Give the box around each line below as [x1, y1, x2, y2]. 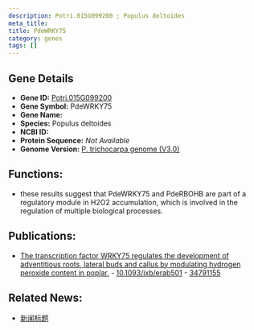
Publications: [8, 229, 76, 243]
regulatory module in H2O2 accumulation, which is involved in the [19, 197, 239, 207]
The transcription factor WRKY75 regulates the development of [19, 250, 229, 260]
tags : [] [8, 42, 38, 50]
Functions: [8, 167, 63, 181]
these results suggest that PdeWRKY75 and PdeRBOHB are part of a [19, 188, 247, 198]
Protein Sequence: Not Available [19, 135, 130, 145]
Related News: [8, 291, 83, 304]
